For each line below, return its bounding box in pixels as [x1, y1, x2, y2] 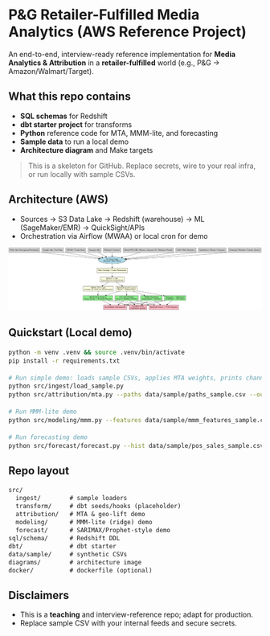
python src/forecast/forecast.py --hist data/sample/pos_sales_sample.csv [8, 441, 264, 449]
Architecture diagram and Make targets [19, 145, 153, 154]
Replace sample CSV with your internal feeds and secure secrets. [19, 618, 237, 628]
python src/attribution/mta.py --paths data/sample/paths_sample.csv [8, 391, 247, 399]
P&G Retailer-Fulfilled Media [8, 6, 200, 24]
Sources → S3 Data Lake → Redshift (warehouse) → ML [19, 214, 205, 224]
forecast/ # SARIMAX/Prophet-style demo [15, 527, 171, 535]
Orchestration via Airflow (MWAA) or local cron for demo [19, 231, 208, 240]
